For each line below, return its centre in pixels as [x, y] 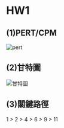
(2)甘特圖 [24, 68]
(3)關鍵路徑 [28, 104]
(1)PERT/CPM [31, 33]
